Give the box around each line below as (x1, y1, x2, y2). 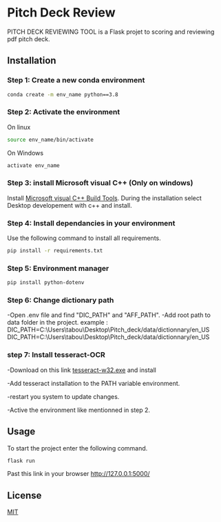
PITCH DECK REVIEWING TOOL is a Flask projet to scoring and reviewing (7, 28, 215, 36)
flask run (7, 457, 36, 464)
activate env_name (7, 162, 60, 169)
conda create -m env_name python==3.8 (7, 91, 118, 98)
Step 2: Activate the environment (7, 107, 120, 117)
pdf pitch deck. (7, 34, 50, 43)
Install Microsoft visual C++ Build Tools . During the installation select (7, 194, 202, 202)
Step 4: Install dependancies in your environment (7, 218, 176, 228)
